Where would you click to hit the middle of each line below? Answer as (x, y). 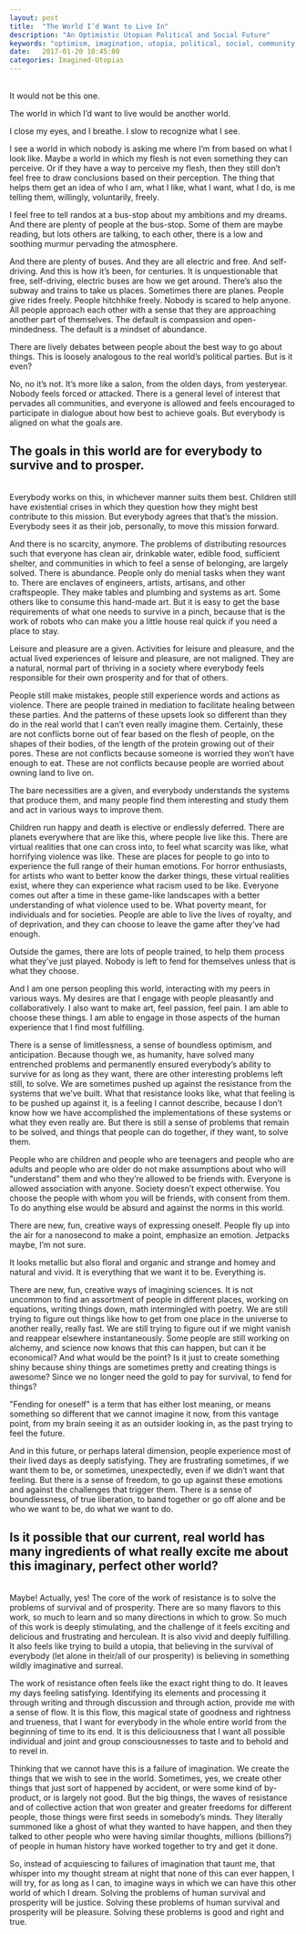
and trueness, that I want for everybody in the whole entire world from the (148, 1722)
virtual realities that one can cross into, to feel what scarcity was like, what (149, 846)
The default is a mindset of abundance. (133, 329)
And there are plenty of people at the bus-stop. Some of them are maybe (147, 225)
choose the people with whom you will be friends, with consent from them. (150, 1198)
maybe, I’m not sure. (48, 1244)
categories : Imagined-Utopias (67, 60)
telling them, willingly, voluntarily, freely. (84, 197)
